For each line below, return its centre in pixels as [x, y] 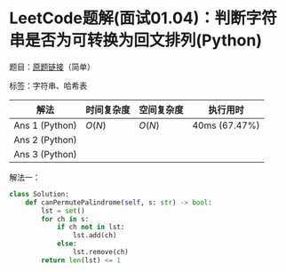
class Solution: [39, 194]
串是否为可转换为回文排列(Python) [135, 40]
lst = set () [64, 211]
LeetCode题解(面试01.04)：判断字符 [143, 18]
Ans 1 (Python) [45, 125]
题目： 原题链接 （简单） [52, 67]
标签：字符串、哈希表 [48, 85]
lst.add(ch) [95, 236]
